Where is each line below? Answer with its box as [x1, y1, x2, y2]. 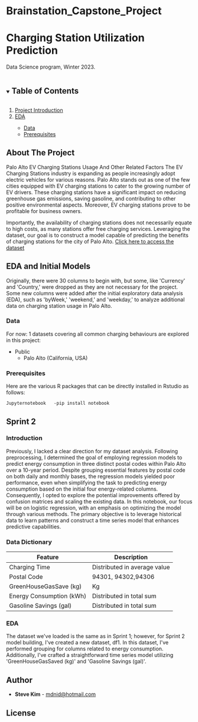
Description [114, 553, 148, 562]
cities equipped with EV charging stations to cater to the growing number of [6, 182, 191, 189]
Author [6, 675, 33, 685]
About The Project [6, 148, 75, 158]
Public [14, 348, 31, 355]
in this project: [6, 336, 41, 344]
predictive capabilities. [6, 523, 61, 530]
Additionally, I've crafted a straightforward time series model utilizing [6, 652, 174, 659]
